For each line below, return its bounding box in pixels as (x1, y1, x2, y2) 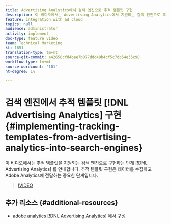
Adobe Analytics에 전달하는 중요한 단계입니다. (5, 172, 98, 178)
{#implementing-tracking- (5, 120, 120, 132)
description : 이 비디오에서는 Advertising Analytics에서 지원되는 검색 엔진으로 (5, 12, 161, 17)
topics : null (5, 21, 33, 27)
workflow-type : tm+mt (5, 59, 51, 65)
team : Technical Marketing (5, 41, 63, 46)
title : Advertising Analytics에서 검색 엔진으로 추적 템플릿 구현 (5, 7, 133, 13)
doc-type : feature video (5, 36, 58, 41)
